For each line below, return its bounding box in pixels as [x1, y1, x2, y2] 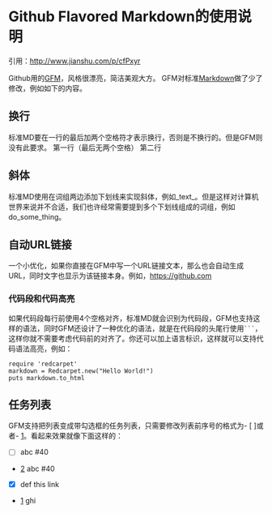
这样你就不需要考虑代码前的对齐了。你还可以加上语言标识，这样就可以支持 [8, 333, 257, 343]
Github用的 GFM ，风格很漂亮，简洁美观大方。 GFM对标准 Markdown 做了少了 [8, 73, 263, 83]
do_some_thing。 [8, 212, 66, 221]
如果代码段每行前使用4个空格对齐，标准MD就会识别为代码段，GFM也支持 [8, 313, 253, 323]
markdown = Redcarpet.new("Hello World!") [8, 366, 154, 375]
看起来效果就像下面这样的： [31, 431, 124, 441]
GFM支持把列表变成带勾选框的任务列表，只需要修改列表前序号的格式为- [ [8, 421, 253, 430]
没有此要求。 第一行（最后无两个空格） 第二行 [8, 143, 162, 152]
